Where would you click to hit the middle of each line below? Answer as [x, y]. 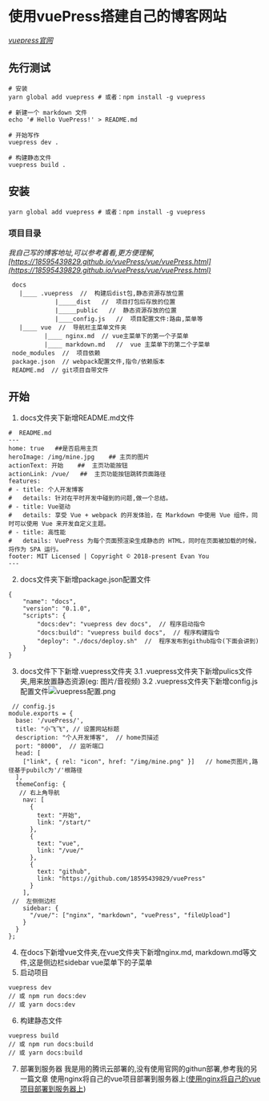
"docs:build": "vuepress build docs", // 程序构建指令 [128, 632]
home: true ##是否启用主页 [53, 448]
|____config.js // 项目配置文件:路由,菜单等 [129, 319]
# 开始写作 [24, 135]
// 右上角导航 [39, 793]
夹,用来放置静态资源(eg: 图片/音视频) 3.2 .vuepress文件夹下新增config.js [139, 681]
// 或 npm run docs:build [51, 1044]
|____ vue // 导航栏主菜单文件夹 [72, 327]
